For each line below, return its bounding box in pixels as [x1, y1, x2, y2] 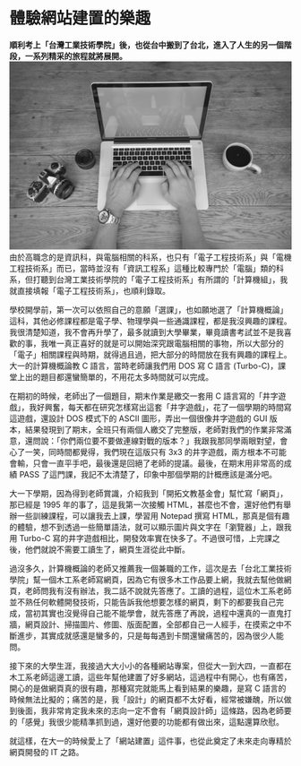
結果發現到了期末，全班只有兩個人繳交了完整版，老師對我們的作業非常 [24, 424, 284, 435]
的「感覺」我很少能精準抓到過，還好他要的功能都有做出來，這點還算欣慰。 [9, 716, 284, 727]
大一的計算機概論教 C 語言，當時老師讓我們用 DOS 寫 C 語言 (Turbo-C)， [9, 360, 279, 371]
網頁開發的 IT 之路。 [9, 746, 84, 757]
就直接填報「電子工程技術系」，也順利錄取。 [9, 285, 170, 296]
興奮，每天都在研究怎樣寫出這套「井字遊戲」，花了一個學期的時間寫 [44, 401, 292, 412]
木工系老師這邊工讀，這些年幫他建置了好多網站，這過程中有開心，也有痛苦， [9, 671, 292, 682]
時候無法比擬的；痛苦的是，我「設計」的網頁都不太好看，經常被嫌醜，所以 [9, 693, 284, 704]
